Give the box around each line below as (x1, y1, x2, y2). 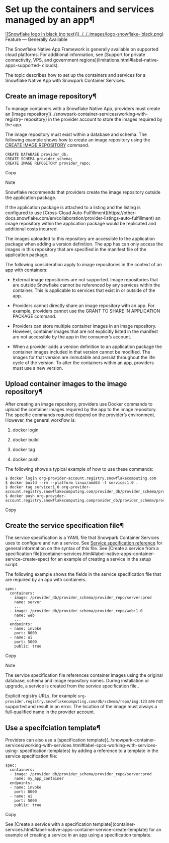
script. (5, 562, 19, 568)
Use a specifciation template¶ (5, 723, 101, 732)
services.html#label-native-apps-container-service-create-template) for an (5, 827, 162, 833)
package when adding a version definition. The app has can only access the (5, 241, 163, 247)
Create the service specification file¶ (5, 521, 124, 530)
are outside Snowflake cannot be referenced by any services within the (12, 282, 160, 288)
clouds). (42, 62, 59, 68)
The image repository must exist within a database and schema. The (5, 131, 147, 137)
